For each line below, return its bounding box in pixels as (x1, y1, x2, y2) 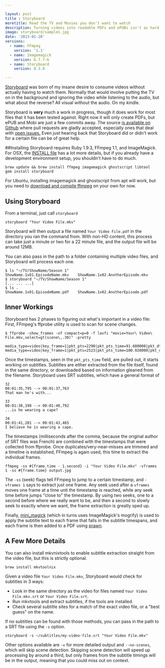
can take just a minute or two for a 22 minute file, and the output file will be (5, 239, 157, 245)
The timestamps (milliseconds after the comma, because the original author (5, 433, 158, 439)
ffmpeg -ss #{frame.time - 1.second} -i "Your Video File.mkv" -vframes (5, 464, 157, 469)
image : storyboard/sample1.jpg (5, 30, 69, 35)
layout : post (5, 11, 32, 16)
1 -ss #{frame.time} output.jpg (5, 468, 71, 473)
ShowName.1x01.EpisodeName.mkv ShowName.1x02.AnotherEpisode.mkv (5, 272, 148, 278)
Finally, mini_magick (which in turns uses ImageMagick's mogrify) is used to (5, 512, 160, 518)
